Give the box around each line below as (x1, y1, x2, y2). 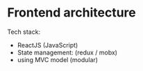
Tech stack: (7, 28, 40, 36)
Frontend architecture (7, 5, 137, 21)
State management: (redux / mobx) (17, 48, 118, 57)
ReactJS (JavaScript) (17, 41, 78, 49)
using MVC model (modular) (17, 55, 99, 63)
